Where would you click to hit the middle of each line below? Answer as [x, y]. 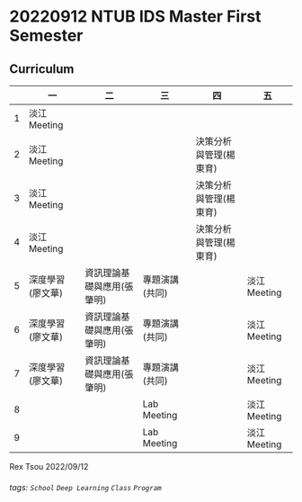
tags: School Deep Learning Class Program [85, 487]
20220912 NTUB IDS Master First [135, 17]
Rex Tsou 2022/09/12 [49, 466]
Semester [46, 36]
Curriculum [42, 69]
